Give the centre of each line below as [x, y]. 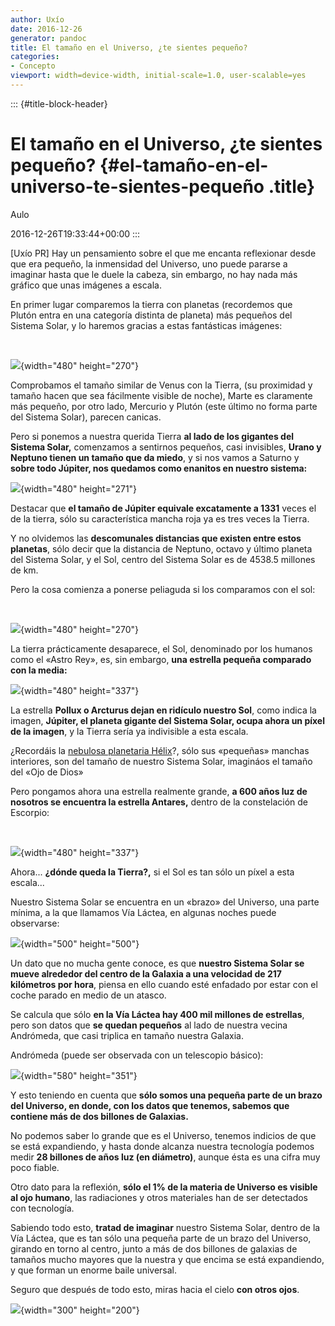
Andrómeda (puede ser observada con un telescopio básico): [137, 1055]
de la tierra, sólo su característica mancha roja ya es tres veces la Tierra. [160, 518]
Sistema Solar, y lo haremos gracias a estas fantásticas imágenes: [146, 325]
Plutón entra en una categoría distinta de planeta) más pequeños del [151, 315]
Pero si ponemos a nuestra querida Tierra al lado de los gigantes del [152, 436]
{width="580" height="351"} [79, 1075]
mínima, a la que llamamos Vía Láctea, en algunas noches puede [143, 912]
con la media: [39, 670]
